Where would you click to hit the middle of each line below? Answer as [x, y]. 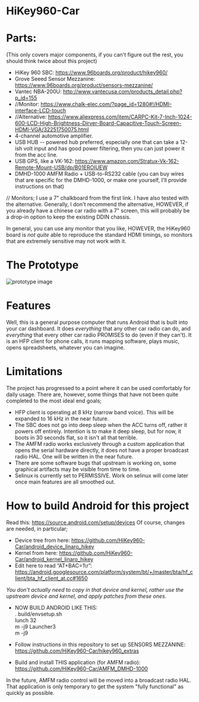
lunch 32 [26, 620]
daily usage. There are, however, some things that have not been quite [92, 394]
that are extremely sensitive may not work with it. [66, 241]
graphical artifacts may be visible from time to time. [78, 469]
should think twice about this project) [52, 61]
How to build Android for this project [98, 506]
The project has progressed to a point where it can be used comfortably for [99, 388]
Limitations [34, 372]
